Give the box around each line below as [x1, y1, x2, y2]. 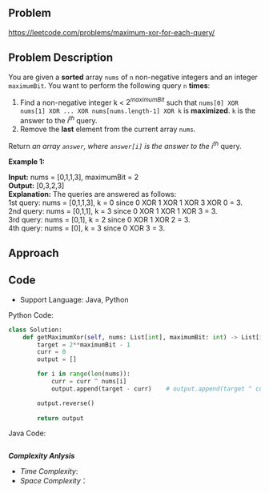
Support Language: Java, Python [19, 295, 129, 304]
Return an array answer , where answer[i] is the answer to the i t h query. [8, 139, 242, 150]
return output [37, 414, 84, 423]
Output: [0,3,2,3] [8, 180, 65, 190]
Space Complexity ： [19, 476, 88, 486]
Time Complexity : [19, 467, 78, 476]
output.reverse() [37, 399, 94, 407]
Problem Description [8, 51, 114, 65]
